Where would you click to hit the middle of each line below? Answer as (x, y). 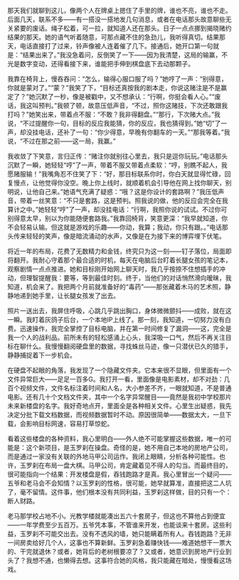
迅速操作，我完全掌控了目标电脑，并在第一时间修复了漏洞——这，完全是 (126, 328)
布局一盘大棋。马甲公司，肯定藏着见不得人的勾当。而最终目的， (138, 465)
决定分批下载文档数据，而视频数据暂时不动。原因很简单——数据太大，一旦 (116, 415)
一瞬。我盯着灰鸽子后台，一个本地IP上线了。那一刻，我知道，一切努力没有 (116, 319)
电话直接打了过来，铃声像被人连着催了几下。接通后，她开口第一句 (116, 46)
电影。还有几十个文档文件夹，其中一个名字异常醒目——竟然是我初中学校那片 (119, 397)
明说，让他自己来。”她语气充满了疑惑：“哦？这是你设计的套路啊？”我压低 (113, 192)
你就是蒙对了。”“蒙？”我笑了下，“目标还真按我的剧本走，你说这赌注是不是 (114, 88)
